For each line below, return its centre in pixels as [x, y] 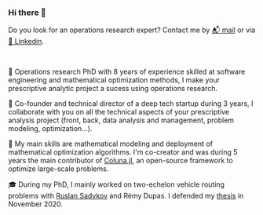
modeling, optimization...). [50, 129]
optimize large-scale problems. [58, 169]
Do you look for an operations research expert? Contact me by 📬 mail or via [132, 30]
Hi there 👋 [27, 13]
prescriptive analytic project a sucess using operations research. [113, 89]
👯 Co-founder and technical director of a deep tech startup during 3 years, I [131, 104]
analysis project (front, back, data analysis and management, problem [121, 120]
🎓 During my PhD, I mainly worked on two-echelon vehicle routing [117, 184]
